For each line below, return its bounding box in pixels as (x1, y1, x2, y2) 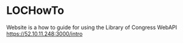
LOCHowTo (6, 4, 65, 18)
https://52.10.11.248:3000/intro (6, 30, 83, 37)
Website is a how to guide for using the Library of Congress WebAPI (6, 24, 178, 31)
